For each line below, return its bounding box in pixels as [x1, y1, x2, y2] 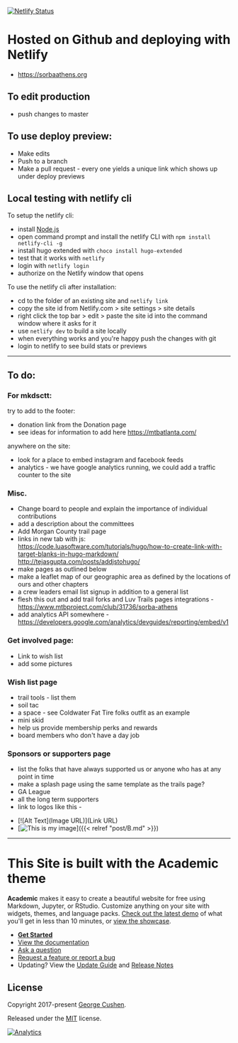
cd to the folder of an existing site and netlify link [17, 296, 169, 305]
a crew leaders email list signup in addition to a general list [17, 587, 189, 597]
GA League [17, 788, 51, 796]
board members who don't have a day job [17, 731, 140, 739]
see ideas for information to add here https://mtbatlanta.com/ [17, 428, 197, 437]
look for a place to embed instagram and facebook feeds [17, 456, 184, 464]
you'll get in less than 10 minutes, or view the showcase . [7, 917, 171, 926]
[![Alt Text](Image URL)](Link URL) [17, 816, 118, 825]
